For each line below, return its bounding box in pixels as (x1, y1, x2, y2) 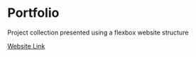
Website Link (7, 42, 45, 50)
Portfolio (7, 5, 60, 21)
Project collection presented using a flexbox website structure (7, 28, 189, 37)
